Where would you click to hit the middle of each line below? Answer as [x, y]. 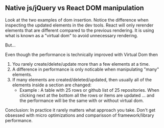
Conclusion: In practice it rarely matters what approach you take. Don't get [80, 110]
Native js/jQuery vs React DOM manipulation [75, 8]
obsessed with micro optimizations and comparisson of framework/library [80, 115]
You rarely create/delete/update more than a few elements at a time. [81, 64]
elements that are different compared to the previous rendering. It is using [80, 30]
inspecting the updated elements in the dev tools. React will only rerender [79, 25]
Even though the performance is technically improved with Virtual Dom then [82, 54]
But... [11, 45]
